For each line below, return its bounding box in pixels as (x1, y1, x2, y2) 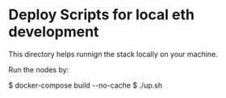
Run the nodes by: (8, 64, 69, 74)
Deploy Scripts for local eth (8, 6, 195, 24)
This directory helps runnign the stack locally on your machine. (8, 49, 218, 59)
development (8, 22, 99, 41)
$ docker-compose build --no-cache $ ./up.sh (8, 80, 163, 90)
